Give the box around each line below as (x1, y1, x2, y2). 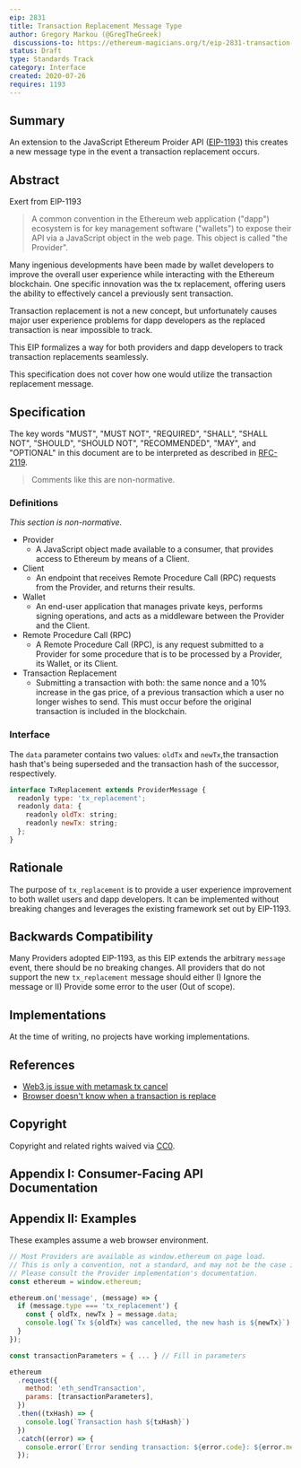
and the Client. (35, 620, 90, 631)
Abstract (9, 172, 60, 188)
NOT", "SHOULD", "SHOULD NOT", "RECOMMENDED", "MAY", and (9, 438, 257, 449)
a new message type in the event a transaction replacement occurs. (9, 146, 260, 157)
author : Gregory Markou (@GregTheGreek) (9, 30, 163, 39)
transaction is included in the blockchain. (35, 706, 187, 717)
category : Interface (9, 64, 87, 73)
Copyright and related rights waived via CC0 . (9, 1140, 176, 1151)
